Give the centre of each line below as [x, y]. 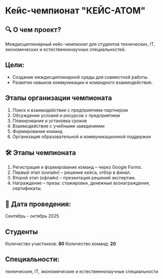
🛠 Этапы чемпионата [41, 153]
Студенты [22, 232]
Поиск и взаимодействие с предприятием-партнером [70, 110]
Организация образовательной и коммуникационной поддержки [81, 137]
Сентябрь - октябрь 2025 [32, 216]
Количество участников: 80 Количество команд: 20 [61, 244]
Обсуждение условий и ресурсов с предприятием [66, 115]
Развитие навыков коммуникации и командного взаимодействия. [82, 82]
